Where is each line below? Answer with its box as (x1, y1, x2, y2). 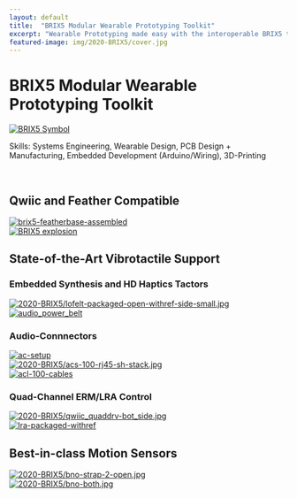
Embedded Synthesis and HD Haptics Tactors (9, 278, 209, 290)
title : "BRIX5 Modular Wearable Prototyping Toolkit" (9, 21, 216, 30)
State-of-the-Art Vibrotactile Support (9, 251, 221, 266)
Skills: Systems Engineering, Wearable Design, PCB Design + (9, 141, 232, 151)
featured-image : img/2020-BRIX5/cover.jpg (9, 37, 168, 47)
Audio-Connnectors (9, 329, 97, 341)
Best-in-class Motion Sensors (9, 446, 178, 461)
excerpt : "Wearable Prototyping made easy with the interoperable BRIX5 (9, 29, 283, 38)
